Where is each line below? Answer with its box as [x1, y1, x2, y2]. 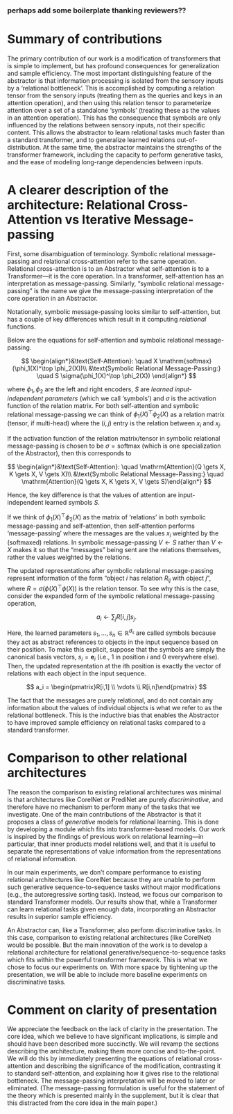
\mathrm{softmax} [159, 356, 212, 365]
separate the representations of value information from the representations [7, 847, 222, 855]
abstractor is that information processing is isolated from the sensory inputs [7, 76, 224, 85]
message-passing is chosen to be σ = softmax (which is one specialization [7, 441, 221, 450]
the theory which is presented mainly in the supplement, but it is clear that [7, 1092, 219, 1100]
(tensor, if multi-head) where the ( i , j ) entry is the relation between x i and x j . [7, 419, 222, 429]
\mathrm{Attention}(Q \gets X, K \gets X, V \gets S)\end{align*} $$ [21, 477, 212, 485]
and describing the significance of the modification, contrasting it [33, 1062, 221, 1070]
